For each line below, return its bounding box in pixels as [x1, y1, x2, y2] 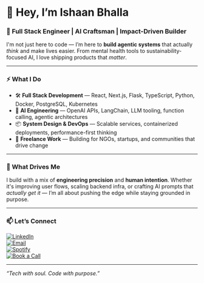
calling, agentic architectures [15, 113, 88, 120]
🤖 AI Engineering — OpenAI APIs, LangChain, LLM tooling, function [15, 106, 184, 114]
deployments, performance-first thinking [15, 129, 117, 136]
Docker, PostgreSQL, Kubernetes [15, 100, 98, 107]
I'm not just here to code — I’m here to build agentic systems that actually [6, 41, 193, 48]
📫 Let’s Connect [6, 217, 56, 225]
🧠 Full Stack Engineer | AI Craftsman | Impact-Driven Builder [6, 27, 187, 36]
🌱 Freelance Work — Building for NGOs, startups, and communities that [15, 135, 195, 142]
